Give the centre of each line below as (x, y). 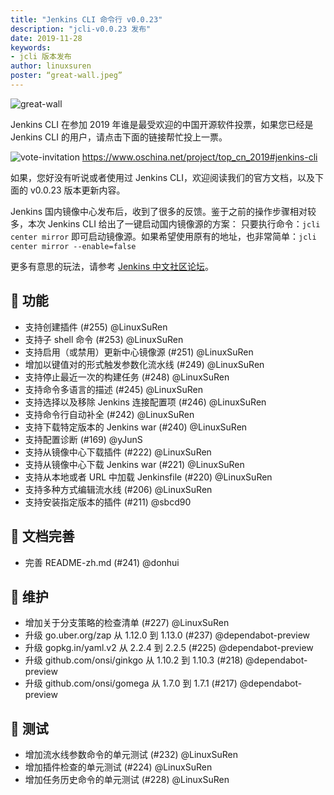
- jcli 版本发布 (41, 57)
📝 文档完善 (42, 536)
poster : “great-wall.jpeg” (66, 76)
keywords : (31, 47)
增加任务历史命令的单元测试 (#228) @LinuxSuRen (127, 780)
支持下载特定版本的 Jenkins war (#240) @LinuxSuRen (136, 427)
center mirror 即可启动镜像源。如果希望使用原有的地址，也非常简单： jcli (163, 236)
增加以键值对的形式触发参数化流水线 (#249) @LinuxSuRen (144, 364)
